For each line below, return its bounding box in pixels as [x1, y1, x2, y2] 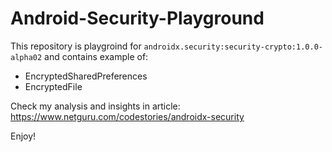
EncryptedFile [24, 80, 83, 92]
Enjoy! [10, 130, 37, 142]
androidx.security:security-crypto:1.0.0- [143, 42, 323, 52]
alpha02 [10, 52, 43, 62]
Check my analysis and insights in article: [10, 100, 181, 112]
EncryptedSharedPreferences [24, 70, 148, 82]
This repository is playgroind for [10, 40, 142, 52]
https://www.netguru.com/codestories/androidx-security [10, 110, 245, 122]
